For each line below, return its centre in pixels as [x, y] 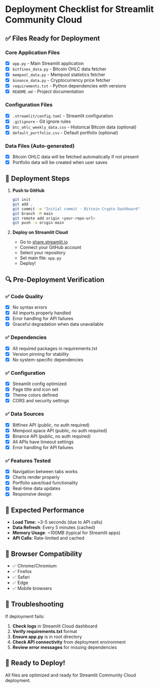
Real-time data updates [36, 489]
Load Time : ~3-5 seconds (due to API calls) [57, 522]
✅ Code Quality [24, 296]
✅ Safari [21, 577]
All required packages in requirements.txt [55, 348]
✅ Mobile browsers [32, 589]
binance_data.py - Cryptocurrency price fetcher [61, 80]
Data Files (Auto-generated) [40, 146]
